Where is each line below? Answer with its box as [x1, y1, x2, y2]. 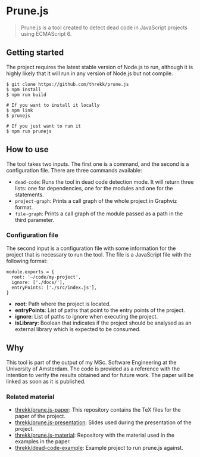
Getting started [6, 48, 64, 58]
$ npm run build [6, 91, 46, 98]
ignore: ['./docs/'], [11, 279, 65, 285]
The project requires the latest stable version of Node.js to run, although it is [6, 63, 193, 70]
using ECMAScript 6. [20, 30, 72, 37]
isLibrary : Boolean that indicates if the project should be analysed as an [14, 319, 192, 326]
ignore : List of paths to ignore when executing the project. [14, 313, 158, 320]
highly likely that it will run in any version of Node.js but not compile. [6, 70, 174, 77]
